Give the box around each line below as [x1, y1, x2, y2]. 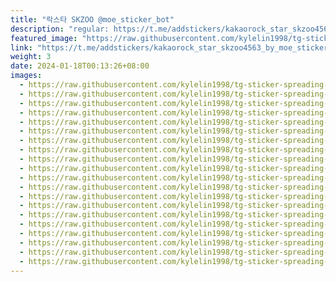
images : [10, 71, 43, 81]
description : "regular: [10, 24, 110, 34]
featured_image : [10, 33, 78, 43]
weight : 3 [10, 52, 52, 62]
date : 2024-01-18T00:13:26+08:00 [10, 61, 150, 71]
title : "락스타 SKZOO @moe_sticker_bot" [10, 14, 175, 25]
